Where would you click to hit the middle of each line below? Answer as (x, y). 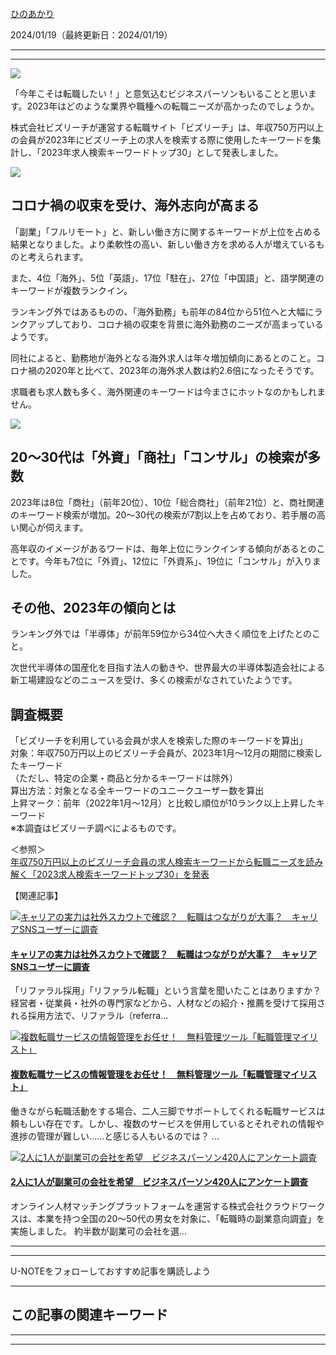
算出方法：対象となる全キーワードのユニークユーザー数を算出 (137, 791)
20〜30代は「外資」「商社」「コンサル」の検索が (159, 457)
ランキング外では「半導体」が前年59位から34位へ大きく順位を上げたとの (161, 634)
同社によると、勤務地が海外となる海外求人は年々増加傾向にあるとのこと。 (163, 358)
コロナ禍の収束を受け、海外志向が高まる (135, 205)
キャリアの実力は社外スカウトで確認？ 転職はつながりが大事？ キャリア (163, 954)
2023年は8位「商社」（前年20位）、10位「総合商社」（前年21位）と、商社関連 (167, 502)
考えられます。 (58, 256)
